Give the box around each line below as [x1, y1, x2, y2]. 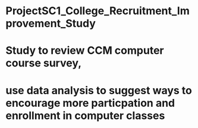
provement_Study [5, 17, 96, 30]
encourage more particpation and [5, 96, 175, 110]
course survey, [5, 56, 82, 70]
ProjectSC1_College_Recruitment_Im [5, 4, 190, 18]
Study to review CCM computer [5, 44, 164, 57]
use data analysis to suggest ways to [5, 84, 193, 97]
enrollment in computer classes [5, 108, 165, 122]
